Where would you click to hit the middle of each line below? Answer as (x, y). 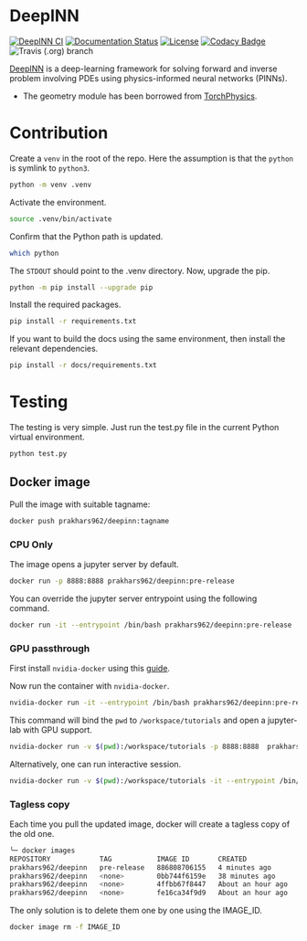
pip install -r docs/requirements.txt (83, 365)
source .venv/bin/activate (61, 219)
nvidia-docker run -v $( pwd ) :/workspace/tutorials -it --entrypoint (143, 781)
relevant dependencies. (54, 349)
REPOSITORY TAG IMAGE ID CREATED (128, 859)
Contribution (59, 133)
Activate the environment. (58, 202)
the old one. (32, 833)
